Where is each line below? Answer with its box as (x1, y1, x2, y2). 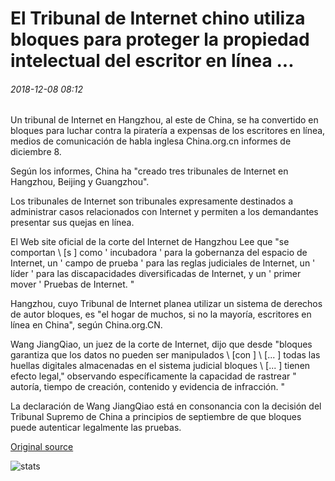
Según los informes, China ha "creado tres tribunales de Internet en (10, 165, 289, 177)
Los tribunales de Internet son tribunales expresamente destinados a (10, 195, 293, 207)
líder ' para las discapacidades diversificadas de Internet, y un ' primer (10, 268, 302, 280)
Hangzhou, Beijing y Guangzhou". (10, 176, 150, 188)
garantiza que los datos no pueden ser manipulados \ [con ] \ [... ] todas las (10, 349, 321, 361)
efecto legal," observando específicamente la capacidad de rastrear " (10, 370, 297, 382)
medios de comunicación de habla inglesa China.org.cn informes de (10, 135, 292, 147)
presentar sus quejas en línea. (10, 217, 135, 229)
